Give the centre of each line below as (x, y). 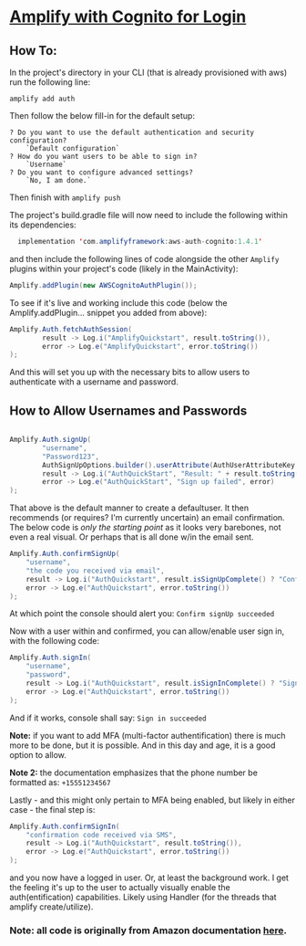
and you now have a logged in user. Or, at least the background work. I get (149, 878)
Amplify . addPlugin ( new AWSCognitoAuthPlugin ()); (103, 285)
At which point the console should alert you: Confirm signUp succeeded (142, 614)
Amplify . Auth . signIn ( (51, 658)
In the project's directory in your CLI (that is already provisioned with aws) (148, 72)
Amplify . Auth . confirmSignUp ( (65, 554)
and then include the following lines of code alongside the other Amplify (144, 258)
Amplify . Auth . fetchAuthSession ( (71, 329)
